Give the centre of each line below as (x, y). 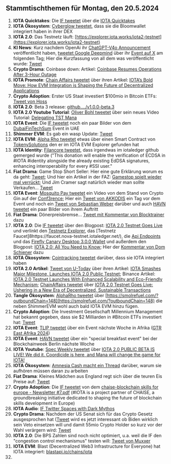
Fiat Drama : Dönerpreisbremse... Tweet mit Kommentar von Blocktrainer (89, 215)
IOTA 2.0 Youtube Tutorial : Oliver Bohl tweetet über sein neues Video (86, 112)
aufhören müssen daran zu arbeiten (50, 371)
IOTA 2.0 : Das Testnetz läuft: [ (45, 37)
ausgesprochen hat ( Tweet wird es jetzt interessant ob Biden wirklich (85, 419)
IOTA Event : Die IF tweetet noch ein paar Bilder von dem (72, 123)
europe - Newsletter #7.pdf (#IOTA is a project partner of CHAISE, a (84, 392)
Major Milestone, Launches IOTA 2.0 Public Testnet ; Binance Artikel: (84, 274)
